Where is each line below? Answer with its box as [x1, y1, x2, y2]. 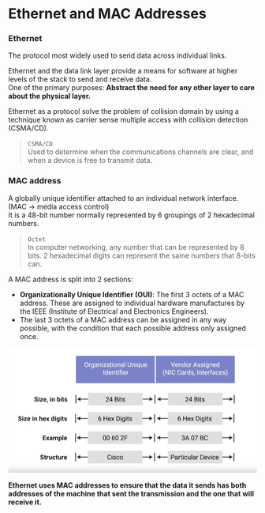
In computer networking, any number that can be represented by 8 [27, 242, 244, 251]
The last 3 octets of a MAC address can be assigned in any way [19, 315, 227, 324]
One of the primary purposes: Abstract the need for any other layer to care [8, 83, 255, 92]
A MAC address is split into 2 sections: [8, 274, 134, 284]
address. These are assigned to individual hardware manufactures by [19, 298, 245, 307]
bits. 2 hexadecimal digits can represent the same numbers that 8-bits [27, 251, 256, 260]
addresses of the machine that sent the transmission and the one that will [8, 488, 255, 498]
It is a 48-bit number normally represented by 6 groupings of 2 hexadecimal [8, 210, 255, 220]
